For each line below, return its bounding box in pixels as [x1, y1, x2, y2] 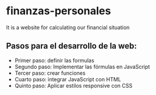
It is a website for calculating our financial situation [6, 24, 130, 31]
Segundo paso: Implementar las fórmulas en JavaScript [14, 63, 150, 70]
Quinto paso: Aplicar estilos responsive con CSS [14, 82, 133, 89]
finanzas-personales [6, 4, 111, 18]
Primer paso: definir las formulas [14, 56, 95, 64]
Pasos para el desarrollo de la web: [6, 41, 137, 51]
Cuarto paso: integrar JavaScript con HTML [14, 75, 121, 83]
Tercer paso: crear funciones [14, 69, 86, 77]
